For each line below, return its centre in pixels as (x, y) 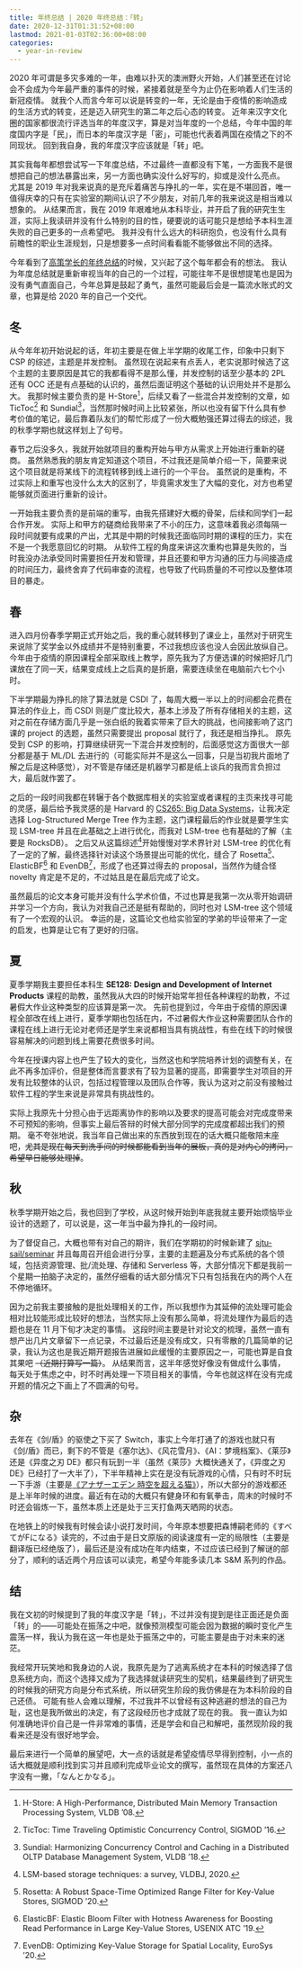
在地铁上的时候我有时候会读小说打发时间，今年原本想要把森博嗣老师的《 (143, 1526)
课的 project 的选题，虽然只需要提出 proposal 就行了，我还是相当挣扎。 (142, 733)
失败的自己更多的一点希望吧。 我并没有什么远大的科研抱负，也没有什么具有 (148, 232)
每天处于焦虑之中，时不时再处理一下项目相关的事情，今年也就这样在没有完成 (151, 1374)
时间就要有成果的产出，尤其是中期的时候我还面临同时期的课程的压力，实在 (155, 535)
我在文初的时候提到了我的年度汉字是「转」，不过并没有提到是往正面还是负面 (149, 1614)
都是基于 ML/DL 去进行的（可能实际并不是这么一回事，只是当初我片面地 (150, 756)
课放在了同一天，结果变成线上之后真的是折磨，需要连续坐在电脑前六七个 (143, 669)
